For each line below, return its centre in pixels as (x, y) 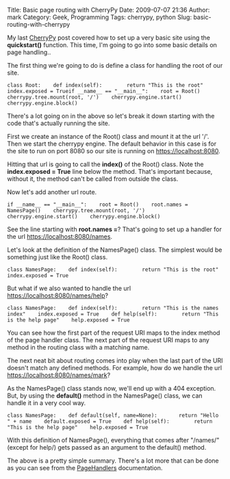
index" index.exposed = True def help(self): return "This (113, 314)
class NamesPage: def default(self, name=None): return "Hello (113, 415)
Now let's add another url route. (52, 192)
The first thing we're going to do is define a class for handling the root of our (115, 65)
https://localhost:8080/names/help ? (57, 296)
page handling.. (29, 52)
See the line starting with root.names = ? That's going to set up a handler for (115, 229)
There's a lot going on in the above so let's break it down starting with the (111, 116)
